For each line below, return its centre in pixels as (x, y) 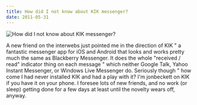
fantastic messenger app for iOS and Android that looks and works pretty (95, 51)
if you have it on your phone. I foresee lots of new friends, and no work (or (97, 83)
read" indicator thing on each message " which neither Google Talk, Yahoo (97, 64)
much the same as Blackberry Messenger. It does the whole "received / (93, 58)
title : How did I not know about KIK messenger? (67, 12)
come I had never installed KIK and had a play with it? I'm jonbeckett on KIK (98, 77)
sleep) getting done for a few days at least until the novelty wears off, (91, 89)
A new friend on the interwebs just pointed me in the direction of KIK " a (94, 45)
